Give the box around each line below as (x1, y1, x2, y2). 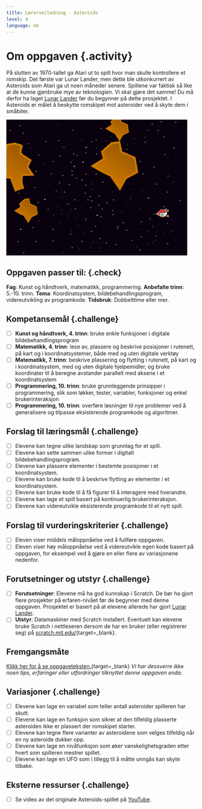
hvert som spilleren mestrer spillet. (14, 749, 101, 756)
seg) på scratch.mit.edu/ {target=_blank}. (14, 629, 116, 636)
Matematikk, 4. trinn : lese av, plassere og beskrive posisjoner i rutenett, (14, 343, 195, 350)
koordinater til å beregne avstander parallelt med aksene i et (14, 369, 165, 377)
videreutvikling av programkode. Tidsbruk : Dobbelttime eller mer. (6, 296, 169, 304)
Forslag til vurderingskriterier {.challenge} (6, 520, 169, 531)
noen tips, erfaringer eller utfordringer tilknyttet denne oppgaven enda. (6, 669, 183, 676)
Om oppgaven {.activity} (6, 49, 133, 63)
